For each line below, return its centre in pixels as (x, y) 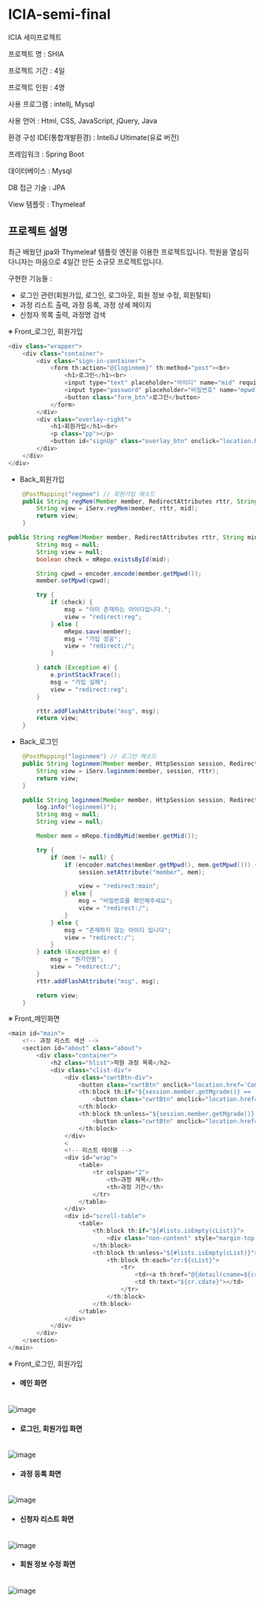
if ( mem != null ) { (82, 857)
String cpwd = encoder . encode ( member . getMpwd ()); (119, 574)
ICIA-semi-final (60, 15)
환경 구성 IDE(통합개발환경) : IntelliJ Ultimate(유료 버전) (94, 137)
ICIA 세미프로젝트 (35, 37)
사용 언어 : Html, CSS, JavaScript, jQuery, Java (83, 120)
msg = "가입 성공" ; (93, 639)
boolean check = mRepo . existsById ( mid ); (103, 559)
